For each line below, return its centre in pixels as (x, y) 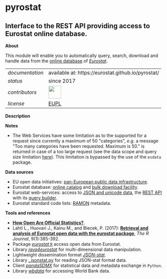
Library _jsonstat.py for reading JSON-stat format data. (69, 260)
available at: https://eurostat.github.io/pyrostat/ (104, 73)
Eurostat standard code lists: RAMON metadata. (62, 203)
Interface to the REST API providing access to (78, 26)
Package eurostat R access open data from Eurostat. (67, 244)
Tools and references (28, 213)
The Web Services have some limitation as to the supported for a (79, 135)
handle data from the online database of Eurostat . (56, 61)
